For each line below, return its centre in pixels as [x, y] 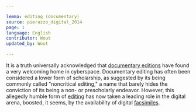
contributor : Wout [28, 38]
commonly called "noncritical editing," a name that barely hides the [87, 84]
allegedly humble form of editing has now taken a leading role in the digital [96, 96]
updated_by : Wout [27, 44]
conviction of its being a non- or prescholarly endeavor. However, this [90, 90]
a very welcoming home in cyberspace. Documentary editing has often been [98, 71]
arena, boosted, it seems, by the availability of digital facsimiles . [83, 102]
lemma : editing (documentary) [43, 16]
